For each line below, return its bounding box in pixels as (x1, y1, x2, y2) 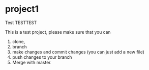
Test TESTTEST (5, 20, 37, 25)
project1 (5, 3, 39, 15)
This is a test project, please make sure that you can (5, 29, 111, 35)
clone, (12, 38, 26, 45)
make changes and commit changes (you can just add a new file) (12, 49, 145, 55)
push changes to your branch (12, 54, 72, 60)
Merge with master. (12, 59, 52, 65)
